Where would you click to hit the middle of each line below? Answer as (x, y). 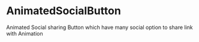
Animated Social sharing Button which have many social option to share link (99, 27)
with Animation (25, 33)
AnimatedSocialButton (64, 11)
